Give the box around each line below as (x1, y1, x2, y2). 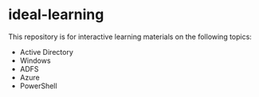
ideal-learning (8, 6, 104, 24)
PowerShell (19, 81, 57, 91)
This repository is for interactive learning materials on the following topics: (8, 32, 253, 41)
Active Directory (19, 47, 74, 56)
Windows (19, 56, 51, 65)
